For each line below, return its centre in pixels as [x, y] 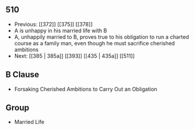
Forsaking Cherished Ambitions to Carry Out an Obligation [86, 89]
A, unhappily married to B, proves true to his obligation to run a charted [101, 37]
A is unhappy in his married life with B [61, 30]
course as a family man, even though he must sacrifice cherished [95, 43]
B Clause [22, 75]
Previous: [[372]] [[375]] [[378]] [53, 24]
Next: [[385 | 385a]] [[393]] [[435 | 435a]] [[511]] [74, 55]
